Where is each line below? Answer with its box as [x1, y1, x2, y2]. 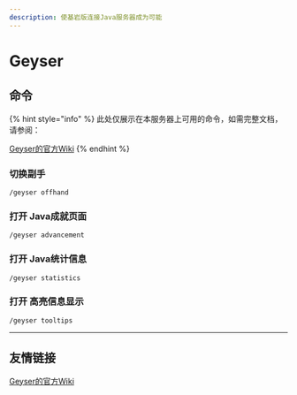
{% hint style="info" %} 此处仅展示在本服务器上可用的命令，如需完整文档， [9, 113, 283, 124]
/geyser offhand [9, 187, 69, 197]
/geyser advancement [9, 231, 86, 239]
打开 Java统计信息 [9, 253, 87, 265]
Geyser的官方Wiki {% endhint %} [9, 143, 131, 154]
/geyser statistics [9, 273, 81, 283]
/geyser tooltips [9, 315, 73, 325]
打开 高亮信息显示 [9, 295, 84, 308]
